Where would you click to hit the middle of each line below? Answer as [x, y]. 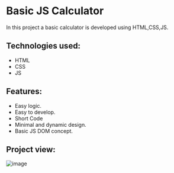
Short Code [29, 118]
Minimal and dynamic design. [51, 124]
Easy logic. [28, 105]
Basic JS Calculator [55, 11]
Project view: [31, 149]
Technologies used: [43, 46]
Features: [24, 92]
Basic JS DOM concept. [43, 131]
